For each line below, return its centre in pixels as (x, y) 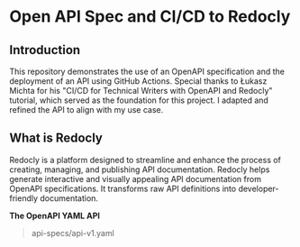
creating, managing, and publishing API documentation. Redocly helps (140, 169)
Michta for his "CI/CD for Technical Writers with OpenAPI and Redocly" (141, 91)
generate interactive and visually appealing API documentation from (135, 178)
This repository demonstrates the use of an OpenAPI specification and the (147, 71)
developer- (259, 188)
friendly (24, 198)
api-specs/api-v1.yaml (73, 233)
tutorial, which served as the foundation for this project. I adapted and (139, 100)
